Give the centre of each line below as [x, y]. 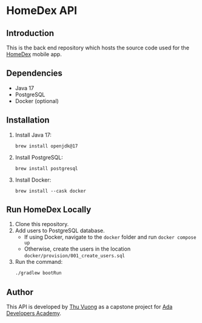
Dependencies [34, 73]
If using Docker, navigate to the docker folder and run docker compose [110, 237]
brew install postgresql [46, 168]
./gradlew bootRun [38, 273]
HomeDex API [42, 11]
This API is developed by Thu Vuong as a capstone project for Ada [89, 307]
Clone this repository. [42, 224]
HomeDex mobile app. [34, 54]
